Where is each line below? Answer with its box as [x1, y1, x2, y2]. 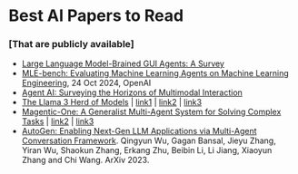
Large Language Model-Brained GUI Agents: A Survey [21, 58, 224, 69]
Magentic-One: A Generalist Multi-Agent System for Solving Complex [21, 106, 282, 118]
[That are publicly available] [8, 38, 134, 51]
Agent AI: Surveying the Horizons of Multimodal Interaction [21, 87, 243, 98]
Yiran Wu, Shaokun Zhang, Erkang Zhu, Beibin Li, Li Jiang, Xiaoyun [21, 145, 273, 156]
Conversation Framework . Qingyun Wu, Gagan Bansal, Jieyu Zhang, [21, 135, 276, 146]
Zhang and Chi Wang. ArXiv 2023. [21, 155, 150, 166]
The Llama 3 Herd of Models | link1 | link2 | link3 [21, 97, 202, 108]
